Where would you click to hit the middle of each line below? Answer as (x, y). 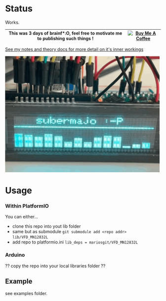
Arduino (15, 255)
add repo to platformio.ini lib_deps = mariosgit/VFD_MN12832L (75, 242)
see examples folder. (26, 293)
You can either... (22, 217)
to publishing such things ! (65, 39)
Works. (12, 22)
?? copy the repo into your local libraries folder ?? (55, 266)
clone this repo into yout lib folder (46, 226)
